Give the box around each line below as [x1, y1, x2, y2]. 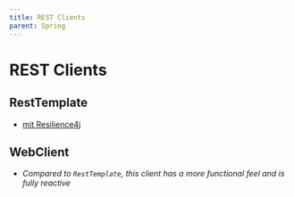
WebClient [9, 144, 70, 160]
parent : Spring [9, 21, 66, 30]
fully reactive [21, 177, 71, 188]
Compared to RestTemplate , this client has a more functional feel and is [21, 168, 285, 179]
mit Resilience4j [21, 119, 81, 129]
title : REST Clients [9, 12, 87, 22]
